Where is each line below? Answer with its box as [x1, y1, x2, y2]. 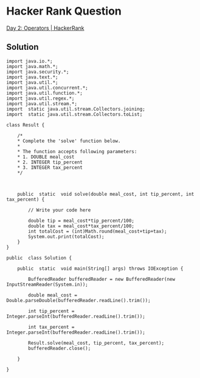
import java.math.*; [6, 63, 59, 69]
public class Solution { [6, 255, 72, 261]
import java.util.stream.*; [6, 100, 78, 107]
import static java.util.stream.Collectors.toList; [6, 111, 143, 117]
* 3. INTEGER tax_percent [17, 164, 83, 171]
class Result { [6, 122, 45, 128]
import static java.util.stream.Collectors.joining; [6, 106, 146, 112]
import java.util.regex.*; [6, 95, 75, 101]
